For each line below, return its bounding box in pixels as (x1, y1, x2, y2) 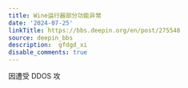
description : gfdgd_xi (8, 41, 88, 49)
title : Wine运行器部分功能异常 (8, 11, 102, 20)
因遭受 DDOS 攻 (8, 71, 61, 80)
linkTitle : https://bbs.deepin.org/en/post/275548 (8, 26, 181, 34)
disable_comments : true (8, 48, 88, 56)
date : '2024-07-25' (8, 19, 74, 27)
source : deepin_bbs (8, 33, 74, 42)
